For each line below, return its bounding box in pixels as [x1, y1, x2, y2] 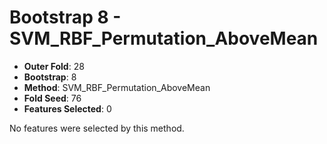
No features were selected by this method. [9, 122, 185, 134]
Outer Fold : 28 [23, 60, 85, 72]
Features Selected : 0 [23, 102, 112, 115]
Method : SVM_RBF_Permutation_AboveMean [23, 81, 211, 93]
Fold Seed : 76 [23, 92, 82, 104]
